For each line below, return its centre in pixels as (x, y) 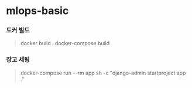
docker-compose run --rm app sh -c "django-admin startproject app (103, 73)
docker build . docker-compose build (65, 43)
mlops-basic (37, 11)
